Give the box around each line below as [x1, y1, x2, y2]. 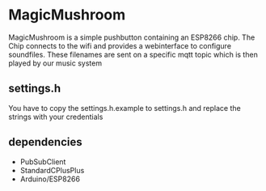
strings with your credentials [8, 112, 103, 121]
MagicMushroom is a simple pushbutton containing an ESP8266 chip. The [8, 32, 255, 42]
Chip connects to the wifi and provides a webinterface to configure [8, 40, 232, 50]
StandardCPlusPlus [19, 165, 85, 175]
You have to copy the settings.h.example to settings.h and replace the [8, 103, 241, 112]
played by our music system [8, 58, 103, 68]
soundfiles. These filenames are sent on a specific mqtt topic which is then [8, 49, 259, 59]
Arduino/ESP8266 [19, 174, 81, 184]
